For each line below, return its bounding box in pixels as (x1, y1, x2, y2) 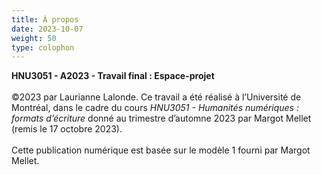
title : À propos (11, 14, 79, 25)
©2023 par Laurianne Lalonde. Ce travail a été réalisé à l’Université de (11, 91, 302, 103)
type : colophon (11, 42, 75, 53)
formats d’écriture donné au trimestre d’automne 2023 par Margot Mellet (11, 112, 312, 125)
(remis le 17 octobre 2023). (11, 123, 123, 135)
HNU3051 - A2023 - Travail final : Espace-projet (11, 70, 215, 82)
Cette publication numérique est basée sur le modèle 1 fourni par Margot (11, 144, 311, 156)
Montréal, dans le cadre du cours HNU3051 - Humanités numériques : (11, 102, 299, 114)
